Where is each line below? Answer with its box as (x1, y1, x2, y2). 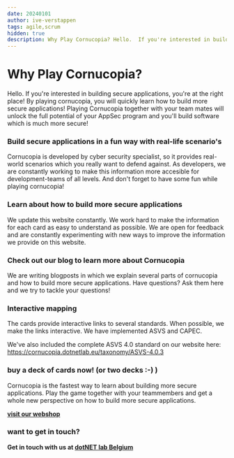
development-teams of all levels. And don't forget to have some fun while (7, 175, 218, 183)
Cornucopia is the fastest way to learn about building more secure (7, 381, 197, 389)
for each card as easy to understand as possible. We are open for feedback (7, 223, 224, 231)
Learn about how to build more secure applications (7, 200, 182, 210)
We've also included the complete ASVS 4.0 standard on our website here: (7, 341, 221, 349)
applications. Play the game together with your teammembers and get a (7, 389, 212, 397)
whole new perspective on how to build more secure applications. (7, 396, 196, 404)
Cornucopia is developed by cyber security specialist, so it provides (7, 152, 202, 161)
